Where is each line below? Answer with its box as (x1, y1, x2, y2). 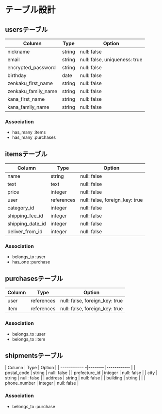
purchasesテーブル (5, 274, 63, 282)
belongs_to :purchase (12, 403, 56, 409)
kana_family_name (7, 104, 49, 110)
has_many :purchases (12, 134, 56, 140)
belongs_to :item (12, 336, 46, 342)
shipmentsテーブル (5, 351, 63, 359)
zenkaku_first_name (7, 80, 53, 87)
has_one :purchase (12, 259, 50, 265)
